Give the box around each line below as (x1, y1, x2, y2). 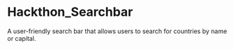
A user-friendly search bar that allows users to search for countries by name (7, 27, 228, 35)
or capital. (7, 34, 36, 42)
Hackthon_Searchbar (7, 4, 133, 20)
